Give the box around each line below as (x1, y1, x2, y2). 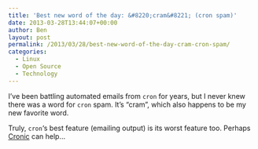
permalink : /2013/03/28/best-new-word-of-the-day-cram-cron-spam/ (8, 41, 230, 49)
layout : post (8, 33, 51, 42)
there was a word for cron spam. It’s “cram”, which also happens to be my (8, 100, 246, 109)
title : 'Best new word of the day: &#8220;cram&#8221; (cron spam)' (8, 11, 238, 20)
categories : (8, 48, 47, 56)
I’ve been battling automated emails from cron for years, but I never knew (8, 91, 246, 100)
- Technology (15, 70, 58, 78)
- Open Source (15, 63, 61, 71)
